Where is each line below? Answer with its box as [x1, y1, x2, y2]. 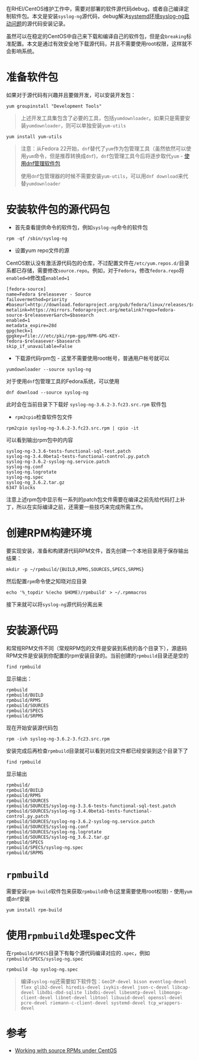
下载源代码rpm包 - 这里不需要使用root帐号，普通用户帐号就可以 [14, 355, 170, 362]
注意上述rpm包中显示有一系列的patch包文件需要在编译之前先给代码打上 [6, 495, 181, 503]
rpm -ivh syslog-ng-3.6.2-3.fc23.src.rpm [6, 736, 110, 742]
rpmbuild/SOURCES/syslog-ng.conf [6, 823, 89, 830]
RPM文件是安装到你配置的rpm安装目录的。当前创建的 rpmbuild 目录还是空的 [6, 652, 189, 659]
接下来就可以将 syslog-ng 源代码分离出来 [6, 600, 103, 608]
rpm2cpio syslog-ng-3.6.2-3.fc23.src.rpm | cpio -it [6, 425, 139, 431]
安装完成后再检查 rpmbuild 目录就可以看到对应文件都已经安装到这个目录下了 [6, 747, 188, 754]
